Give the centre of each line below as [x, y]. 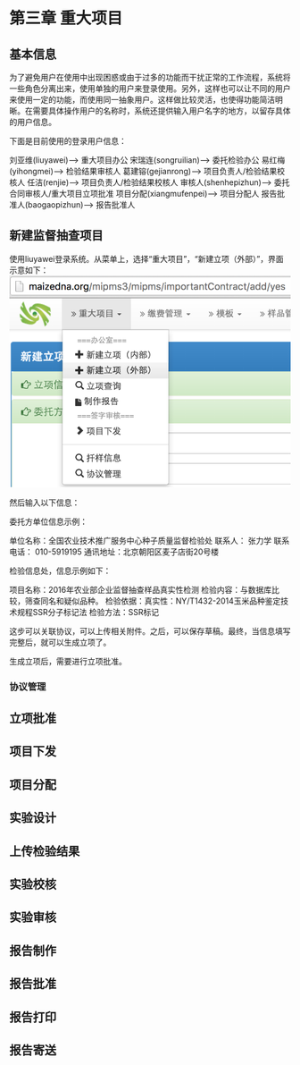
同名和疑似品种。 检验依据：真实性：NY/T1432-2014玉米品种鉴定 [160, 601]
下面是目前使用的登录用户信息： [68, 141]
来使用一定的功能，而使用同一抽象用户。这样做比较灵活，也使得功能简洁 [142, 100]
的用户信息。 [33, 122]
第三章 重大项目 [66, 18]
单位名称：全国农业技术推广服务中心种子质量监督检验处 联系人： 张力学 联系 [150, 540]
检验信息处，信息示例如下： [60, 571]
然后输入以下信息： [45, 503]
